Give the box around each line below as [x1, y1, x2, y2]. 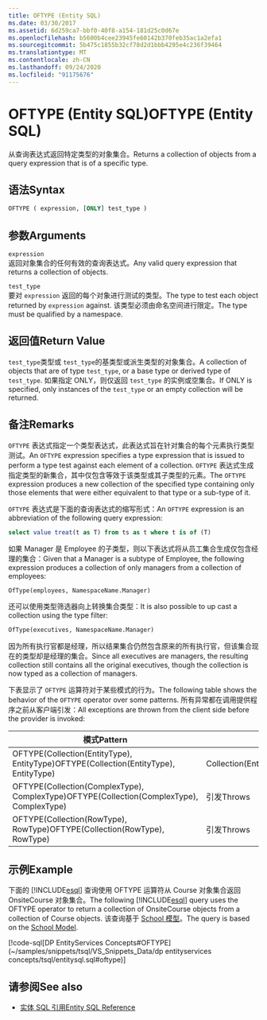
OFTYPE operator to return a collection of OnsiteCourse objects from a [8, 904, 241, 914]
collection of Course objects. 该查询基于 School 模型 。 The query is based [8, 913, 250, 923]
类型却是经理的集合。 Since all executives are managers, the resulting [21, 651, 249, 661]
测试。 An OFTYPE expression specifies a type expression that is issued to [8, 450, 245, 460]
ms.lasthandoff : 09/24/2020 [8, 64, 102, 72]
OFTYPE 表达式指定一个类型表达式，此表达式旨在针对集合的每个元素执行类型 [8, 440, 254, 450]
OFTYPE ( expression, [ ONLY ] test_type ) [8, 204, 148, 213]
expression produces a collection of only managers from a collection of [8, 562, 242, 572]
